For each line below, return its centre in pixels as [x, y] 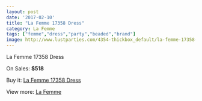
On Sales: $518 [25, 69]
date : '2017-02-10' [31, 17]
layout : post [23, 12]
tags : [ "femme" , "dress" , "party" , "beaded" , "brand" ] [71, 34]
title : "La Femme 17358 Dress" [45, 23]
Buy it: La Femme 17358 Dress [44, 80]
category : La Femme [31, 29]
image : [14, 40]
